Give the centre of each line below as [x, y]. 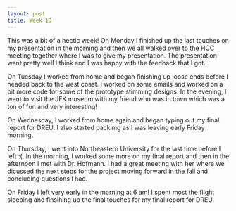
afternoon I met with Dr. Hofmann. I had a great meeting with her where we [116, 163]
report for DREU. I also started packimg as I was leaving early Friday [106, 127]
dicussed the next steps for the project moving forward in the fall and [108, 171]
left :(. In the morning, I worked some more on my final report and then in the [118, 156]
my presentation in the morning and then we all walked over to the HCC [111, 48]
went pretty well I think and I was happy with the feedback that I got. [106, 63]
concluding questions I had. [48, 178]
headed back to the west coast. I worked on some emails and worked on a [115, 84]
